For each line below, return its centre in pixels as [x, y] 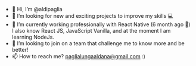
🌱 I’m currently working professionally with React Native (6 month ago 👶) [101, 24]
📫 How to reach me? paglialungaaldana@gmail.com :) [79, 56]
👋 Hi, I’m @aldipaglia [37, 9]
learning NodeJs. [33, 37]
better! [20, 50]
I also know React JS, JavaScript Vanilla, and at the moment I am [91, 31]
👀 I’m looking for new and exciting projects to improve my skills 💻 [93, 16]
